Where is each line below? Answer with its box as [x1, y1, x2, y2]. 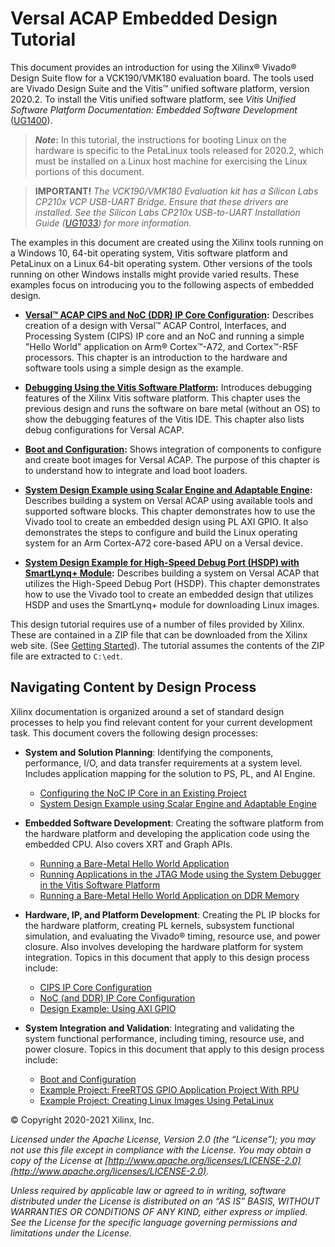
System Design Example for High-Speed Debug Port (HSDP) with [24, 556, 300, 568]
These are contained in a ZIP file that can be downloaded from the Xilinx [10, 628, 308, 641]
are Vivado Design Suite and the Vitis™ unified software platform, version [10, 82, 310, 94]
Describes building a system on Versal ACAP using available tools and [24, 494, 313, 506]
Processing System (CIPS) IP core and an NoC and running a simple [24, 330, 305, 342]
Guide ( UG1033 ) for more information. [34, 217, 192, 229]
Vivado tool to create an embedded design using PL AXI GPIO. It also [24, 515, 309, 527]
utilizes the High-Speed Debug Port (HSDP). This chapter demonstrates [24, 577, 321, 589]
